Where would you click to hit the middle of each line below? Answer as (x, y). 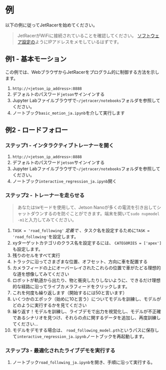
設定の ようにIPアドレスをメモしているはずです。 (72, 42)
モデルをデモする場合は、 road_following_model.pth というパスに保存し (86, 330)
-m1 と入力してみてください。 (47, 219)
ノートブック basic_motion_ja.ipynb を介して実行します (69, 113)
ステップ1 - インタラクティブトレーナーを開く (60, 146)
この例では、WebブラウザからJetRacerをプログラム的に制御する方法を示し (82, 72)
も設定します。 (28, 249)
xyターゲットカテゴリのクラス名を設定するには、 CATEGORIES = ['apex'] (87, 243)
